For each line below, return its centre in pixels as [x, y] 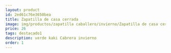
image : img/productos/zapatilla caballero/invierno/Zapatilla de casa [82, 24]
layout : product [22, 10]
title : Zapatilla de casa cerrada [42, 19]
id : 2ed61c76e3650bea [28, 15]
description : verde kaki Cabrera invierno [51, 38]
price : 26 [16, 29]
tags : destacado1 [24, 33]
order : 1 [15, 43]
